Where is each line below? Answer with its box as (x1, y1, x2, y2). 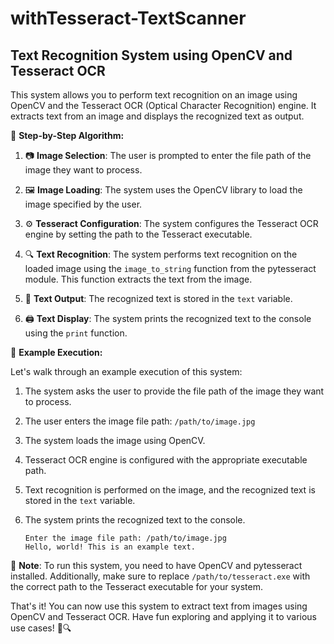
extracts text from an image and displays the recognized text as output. (10, 110, 305, 122)
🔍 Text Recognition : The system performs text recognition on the (24, 248, 298, 260)
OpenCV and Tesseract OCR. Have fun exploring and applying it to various (10, 611, 318, 622)
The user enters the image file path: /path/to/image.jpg (24, 415, 256, 427)
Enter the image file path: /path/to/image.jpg (24, 533, 227, 543)
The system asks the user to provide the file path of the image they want (24, 385, 325, 397)
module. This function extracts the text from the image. (24, 273, 253, 285)
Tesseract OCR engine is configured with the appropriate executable (24, 454, 308, 466)
